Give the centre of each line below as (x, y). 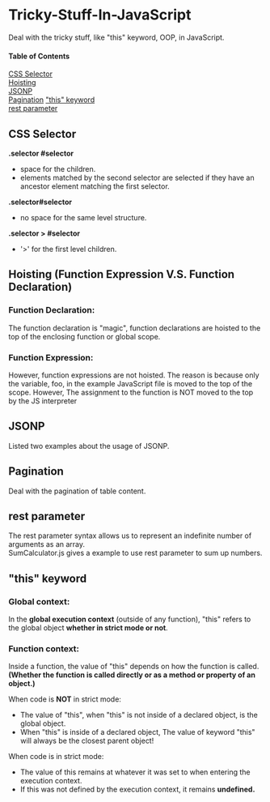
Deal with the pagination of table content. (77, 491)
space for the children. (58, 169)
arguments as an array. (47, 544)
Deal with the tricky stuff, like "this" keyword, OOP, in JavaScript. (116, 37)
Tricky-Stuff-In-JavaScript (100, 15)
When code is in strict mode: (56, 757)
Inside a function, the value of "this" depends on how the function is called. (134, 667)
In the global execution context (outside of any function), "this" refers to (130, 619)
